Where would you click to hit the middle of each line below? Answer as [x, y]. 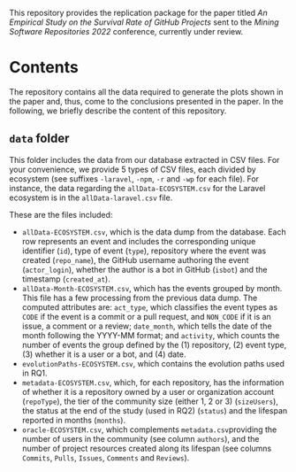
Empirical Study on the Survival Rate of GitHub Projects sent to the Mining [144, 22]
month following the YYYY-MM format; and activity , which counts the [151, 335]
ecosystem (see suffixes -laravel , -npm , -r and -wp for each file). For [134, 178]
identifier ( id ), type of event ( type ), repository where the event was [144, 251]
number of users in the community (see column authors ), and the [140, 438]
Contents [44, 68]
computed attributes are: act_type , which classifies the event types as [150, 307]
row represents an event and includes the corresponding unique [139, 241]
